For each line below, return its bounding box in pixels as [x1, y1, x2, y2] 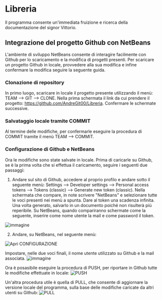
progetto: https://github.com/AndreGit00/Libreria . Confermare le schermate [5, 100, 156, 106]
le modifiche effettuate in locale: [5, 270, 69, 276]
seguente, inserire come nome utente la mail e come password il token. [12, 212, 155, 219]
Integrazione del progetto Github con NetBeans [5, 39, 151, 47]
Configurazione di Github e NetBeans [5, 146, 95, 153]
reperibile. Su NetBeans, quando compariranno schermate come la [12, 207, 146, 213]
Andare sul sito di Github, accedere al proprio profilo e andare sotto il [12, 176, 150, 182]
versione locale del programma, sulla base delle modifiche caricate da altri [5, 284, 154, 290]
